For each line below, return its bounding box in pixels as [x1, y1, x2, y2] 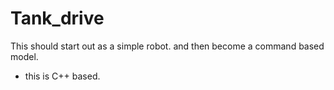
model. [10, 50, 39, 62]
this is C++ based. [24, 70, 101, 82]
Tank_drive [10, 7, 105, 30]
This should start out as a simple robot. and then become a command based [10, 40, 325, 52]
